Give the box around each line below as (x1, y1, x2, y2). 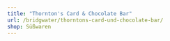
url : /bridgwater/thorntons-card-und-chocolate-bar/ (7, 17, 164, 24)
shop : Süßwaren (7, 23, 52, 30)
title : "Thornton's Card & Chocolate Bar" (7, 10, 132, 17)
